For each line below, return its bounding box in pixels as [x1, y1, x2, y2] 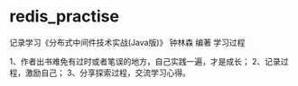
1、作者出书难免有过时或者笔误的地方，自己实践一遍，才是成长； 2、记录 [9, 56, 282, 66]
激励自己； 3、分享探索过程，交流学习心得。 [24, 67, 191, 78]
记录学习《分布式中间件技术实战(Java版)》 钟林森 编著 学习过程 [9, 37, 246, 47]
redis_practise [9, 6, 120, 27]
